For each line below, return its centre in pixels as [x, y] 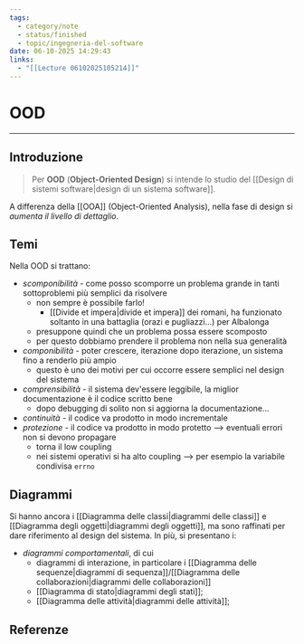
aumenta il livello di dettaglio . [64, 216]
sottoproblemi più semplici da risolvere [95, 293]
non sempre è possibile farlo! [90, 303]
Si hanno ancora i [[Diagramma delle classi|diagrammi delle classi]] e [138, 516]
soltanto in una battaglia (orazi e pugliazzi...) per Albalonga [159, 322]
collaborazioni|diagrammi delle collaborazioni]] [123, 582]
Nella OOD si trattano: [50, 266]
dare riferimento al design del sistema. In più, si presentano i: [123, 535]
